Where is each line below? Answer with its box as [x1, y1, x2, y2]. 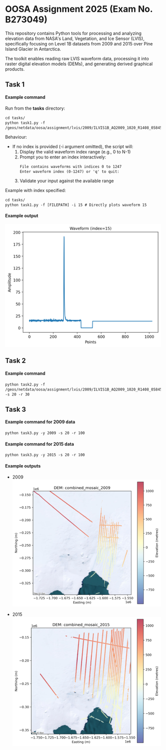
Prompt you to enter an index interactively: [19, 154, 106, 160]
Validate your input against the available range [19, 178, 114, 184]
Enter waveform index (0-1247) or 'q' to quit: [19, 169, 120, 174]
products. [5, 66, 25, 72]
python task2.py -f [5, 382, 45, 387]
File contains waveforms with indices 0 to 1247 [19, 164, 122, 169]
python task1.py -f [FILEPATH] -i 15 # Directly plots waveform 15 [5, 202, 147, 207]
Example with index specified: [5, 187, 66, 193]
